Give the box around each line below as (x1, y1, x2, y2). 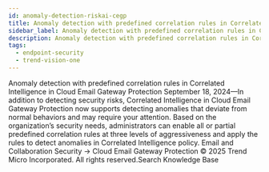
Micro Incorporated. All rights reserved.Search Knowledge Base (8, 154, 219, 164)
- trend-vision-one (15, 57, 81, 65)
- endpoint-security (15, 49, 84, 57)
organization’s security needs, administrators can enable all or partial (8, 121, 236, 130)
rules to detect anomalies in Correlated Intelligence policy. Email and (8, 138, 234, 147)
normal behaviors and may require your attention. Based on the (8, 112, 217, 122)
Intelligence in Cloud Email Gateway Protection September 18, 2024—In (8, 86, 244, 96)
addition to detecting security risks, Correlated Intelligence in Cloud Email (8, 95, 251, 105)
